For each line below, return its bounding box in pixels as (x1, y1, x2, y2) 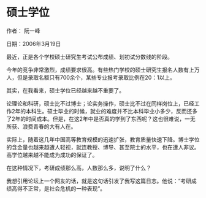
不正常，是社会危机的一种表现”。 (22, 185, 106, 192)
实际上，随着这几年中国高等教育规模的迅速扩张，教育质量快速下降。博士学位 (6, 135, 200, 143)
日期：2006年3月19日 (6, 40, 61, 47)
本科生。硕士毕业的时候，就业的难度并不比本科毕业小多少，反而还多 (25, 107, 198, 115)
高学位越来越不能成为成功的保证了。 (6, 151, 98, 158)
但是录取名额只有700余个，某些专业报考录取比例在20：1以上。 (17, 74, 176, 81)
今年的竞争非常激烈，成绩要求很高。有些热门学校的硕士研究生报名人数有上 (6, 66, 194, 74)
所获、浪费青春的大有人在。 (6, 123, 77, 130)
